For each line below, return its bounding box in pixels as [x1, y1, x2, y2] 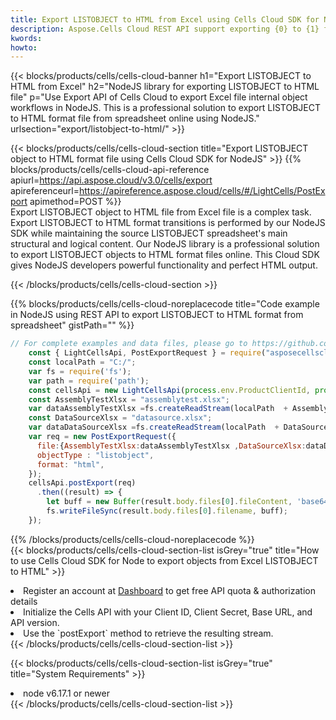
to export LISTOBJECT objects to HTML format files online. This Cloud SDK [10, 249, 320, 261]
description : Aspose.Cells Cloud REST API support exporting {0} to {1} [10, 24, 320, 34]
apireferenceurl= [10, 185, 80, 197]
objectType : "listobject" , [36, 450, 155, 460]
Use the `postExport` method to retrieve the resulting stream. [23, 627, 274, 639]
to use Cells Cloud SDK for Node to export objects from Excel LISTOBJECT [10, 554, 319, 566]
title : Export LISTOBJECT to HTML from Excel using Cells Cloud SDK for [10, 14, 320, 25]
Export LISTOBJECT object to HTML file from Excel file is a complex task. [10, 206, 312, 218]
